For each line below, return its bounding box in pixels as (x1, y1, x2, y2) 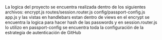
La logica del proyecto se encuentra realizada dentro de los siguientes (5, 4, 146, 10)
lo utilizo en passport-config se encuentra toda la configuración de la (5, 25, 144, 30)
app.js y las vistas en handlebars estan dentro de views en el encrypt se (5, 14, 150, 20)
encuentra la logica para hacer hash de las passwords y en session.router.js (5, 19, 157, 25)
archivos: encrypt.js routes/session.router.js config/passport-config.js (5, 9, 145, 15)
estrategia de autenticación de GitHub (5, 30, 81, 35)
